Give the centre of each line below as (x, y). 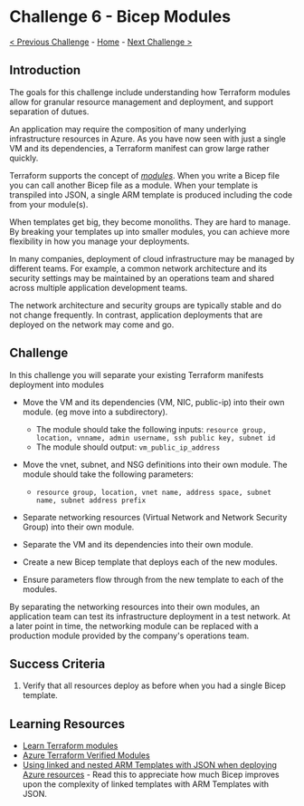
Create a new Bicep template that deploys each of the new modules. (150, 562)
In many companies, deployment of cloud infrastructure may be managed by (152, 258)
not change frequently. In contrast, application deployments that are (136, 315)
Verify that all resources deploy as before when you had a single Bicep (154, 685)
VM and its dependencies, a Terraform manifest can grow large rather (139, 148)
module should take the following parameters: (108, 474)
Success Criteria (57, 664)
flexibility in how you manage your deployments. (100, 241)
